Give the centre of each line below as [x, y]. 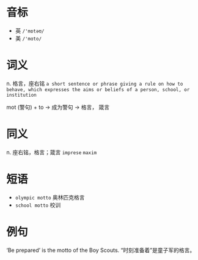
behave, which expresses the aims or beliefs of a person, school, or [98, 89]
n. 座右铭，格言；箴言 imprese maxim [52, 152]
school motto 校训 [38, 205]
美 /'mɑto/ [28, 38]
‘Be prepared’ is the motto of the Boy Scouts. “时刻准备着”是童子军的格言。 [101, 250]
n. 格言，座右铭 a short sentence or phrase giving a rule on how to [95, 83]
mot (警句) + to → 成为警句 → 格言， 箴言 [58, 107]
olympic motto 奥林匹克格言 [50, 197]
